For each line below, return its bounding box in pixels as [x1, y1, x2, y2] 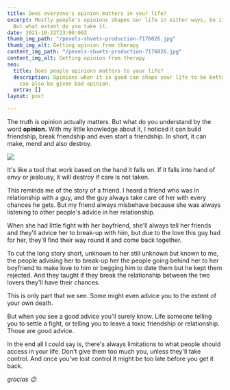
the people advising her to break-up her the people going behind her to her [7, 256, 219, 265]
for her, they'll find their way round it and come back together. [7, 236, 182, 244]
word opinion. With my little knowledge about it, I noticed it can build [7, 125, 202, 133]
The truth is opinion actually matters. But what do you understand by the [7, 118, 212, 125]
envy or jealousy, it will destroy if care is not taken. [7, 173, 150, 181]
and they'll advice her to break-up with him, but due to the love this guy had [7, 229, 221, 236]
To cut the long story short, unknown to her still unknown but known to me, [7, 249, 219, 257]
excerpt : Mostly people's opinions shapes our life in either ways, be [7, 16, 216, 23]
